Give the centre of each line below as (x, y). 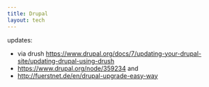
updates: (20, 40)
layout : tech (26, 20)
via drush (31, 54)
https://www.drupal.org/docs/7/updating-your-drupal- (124, 54)
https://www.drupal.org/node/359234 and (78, 68)
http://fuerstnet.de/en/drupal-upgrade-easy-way (87, 76)
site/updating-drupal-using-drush (66, 61)
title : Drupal (28, 14)
